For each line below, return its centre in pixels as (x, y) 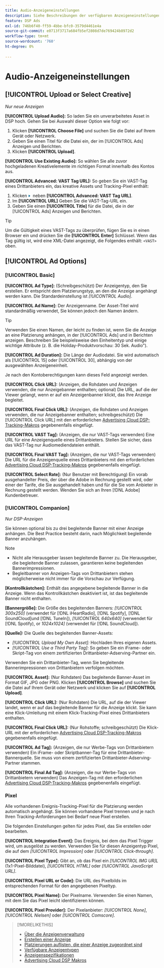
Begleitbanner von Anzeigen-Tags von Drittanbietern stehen (72, 573)
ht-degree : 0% (20, 47)
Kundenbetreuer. (22, 496)
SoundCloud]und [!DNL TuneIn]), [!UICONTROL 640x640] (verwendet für (79, 618)
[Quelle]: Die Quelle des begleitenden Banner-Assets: (59, 633)
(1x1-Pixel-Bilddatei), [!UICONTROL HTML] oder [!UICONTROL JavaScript (79, 866)
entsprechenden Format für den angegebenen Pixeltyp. (61, 886)
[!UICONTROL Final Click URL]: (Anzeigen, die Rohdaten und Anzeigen (77, 410)
